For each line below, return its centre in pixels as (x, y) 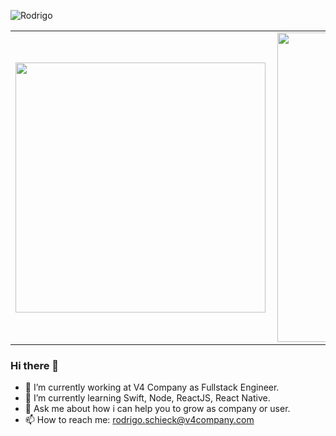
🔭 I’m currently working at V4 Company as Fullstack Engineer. (152, 387)
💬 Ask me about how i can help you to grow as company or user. (157, 409)
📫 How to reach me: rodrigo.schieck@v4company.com (139, 420)
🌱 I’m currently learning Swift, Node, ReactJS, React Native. (147, 398)
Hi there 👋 (35, 365)
